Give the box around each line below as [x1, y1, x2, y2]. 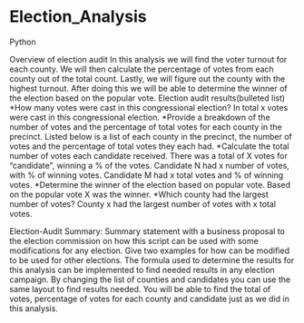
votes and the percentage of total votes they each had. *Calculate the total [9, 141, 289, 152]
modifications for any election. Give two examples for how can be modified [9, 245, 290, 256]
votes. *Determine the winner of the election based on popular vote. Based [9, 179, 291, 190]
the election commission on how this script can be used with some [9, 235, 259, 246]
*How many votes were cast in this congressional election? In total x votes [9, 102, 289, 113]
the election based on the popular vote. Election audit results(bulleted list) [9, 93, 286, 103]
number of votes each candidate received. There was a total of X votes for [9, 150, 288, 161]
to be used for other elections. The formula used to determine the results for [9, 254, 295, 265]
